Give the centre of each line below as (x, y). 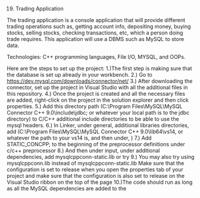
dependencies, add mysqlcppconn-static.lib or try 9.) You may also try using (101, 157)
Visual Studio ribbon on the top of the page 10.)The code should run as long (100, 182)
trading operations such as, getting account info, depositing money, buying (99, 26)
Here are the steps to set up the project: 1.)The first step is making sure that (99, 68)
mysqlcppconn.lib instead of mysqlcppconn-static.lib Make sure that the (96, 163)
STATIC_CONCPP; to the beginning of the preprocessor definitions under (96, 144)
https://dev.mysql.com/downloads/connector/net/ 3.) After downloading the (100, 81)
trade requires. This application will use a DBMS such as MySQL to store (96, 39)
